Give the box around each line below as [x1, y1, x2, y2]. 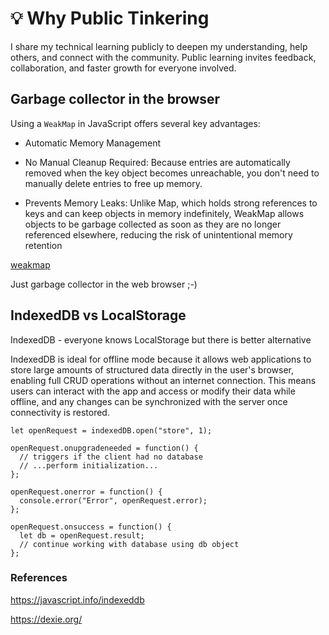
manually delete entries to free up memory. [24, 177, 203, 189]
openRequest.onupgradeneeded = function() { [10, 443, 199, 453]
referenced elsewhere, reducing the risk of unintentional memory [24, 228, 293, 241]
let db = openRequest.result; [19, 530, 145, 541]
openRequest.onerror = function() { [10, 487, 163, 497]
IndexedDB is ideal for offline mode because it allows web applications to [10, 353, 312, 365]
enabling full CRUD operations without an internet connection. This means [10, 374, 317, 386]
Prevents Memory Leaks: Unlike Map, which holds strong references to [24, 197, 318, 209]
